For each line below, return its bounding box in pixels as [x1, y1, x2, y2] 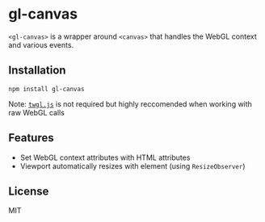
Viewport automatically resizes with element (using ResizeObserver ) [19, 161, 246, 170]
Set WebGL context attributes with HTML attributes [19, 153, 191, 162]
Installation [8, 64, 66, 77]
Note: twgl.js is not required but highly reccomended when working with [8, 98, 253, 109]
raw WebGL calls [8, 107, 65, 117]
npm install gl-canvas [8, 85, 85, 93]
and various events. [8, 40, 74, 49]
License [8, 184, 49, 198]
